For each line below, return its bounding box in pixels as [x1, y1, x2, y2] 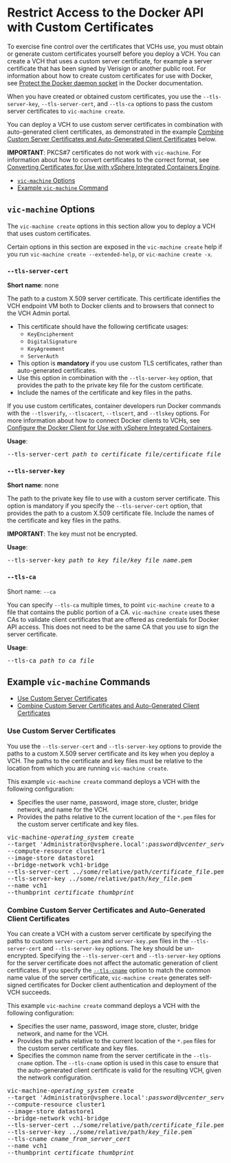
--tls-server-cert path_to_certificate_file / [7, 450, 164, 458]
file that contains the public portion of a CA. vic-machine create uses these [7, 608, 221, 616]
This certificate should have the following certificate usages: [16, 323, 189, 331]
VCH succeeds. [7, 988, 52, 997]
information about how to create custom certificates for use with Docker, [7, 71, 213, 80]
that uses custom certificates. [7, 229, 91, 237]
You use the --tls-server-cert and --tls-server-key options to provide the [7, 742, 222, 750]
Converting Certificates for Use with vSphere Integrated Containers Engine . [7, 163, 221, 171]
